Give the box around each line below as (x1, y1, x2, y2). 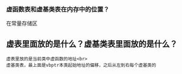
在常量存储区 (6, 20, 37, 27)
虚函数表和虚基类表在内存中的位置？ (6, 5, 110, 13)
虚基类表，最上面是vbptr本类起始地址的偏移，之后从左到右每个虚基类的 (6, 62, 157, 69)
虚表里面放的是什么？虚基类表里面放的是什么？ (6, 38, 178, 49)
